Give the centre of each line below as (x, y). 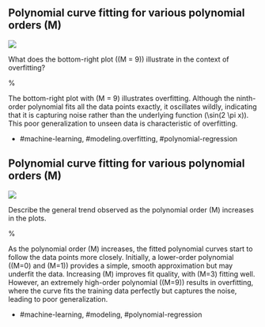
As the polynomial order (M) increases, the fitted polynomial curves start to (131, 249)
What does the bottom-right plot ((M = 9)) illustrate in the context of (119, 59)
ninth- (246, 98)
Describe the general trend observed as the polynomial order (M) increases (131, 209)
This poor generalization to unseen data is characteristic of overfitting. (123, 123)
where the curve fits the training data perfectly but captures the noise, (123, 291)
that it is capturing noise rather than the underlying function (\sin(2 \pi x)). (129, 115)
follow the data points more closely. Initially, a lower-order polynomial (121, 257)
